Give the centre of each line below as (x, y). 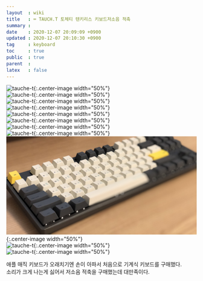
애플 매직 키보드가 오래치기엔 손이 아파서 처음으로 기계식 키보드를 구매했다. (94, 264)
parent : (19, 63)
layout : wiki (25, 13)
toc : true (25, 51)
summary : (19, 25)
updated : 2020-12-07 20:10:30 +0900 (54, 38)
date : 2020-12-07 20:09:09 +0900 (54, 32)
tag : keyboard (31, 45)
